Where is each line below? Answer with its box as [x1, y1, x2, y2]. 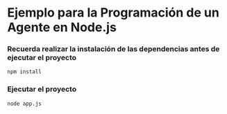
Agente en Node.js [7, 19, 117, 35]
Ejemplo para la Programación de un [7, 5, 220, 21]
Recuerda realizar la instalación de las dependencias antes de [7, 44, 220, 54]
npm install [7, 68, 42, 75]
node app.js [7, 100, 42, 107]
